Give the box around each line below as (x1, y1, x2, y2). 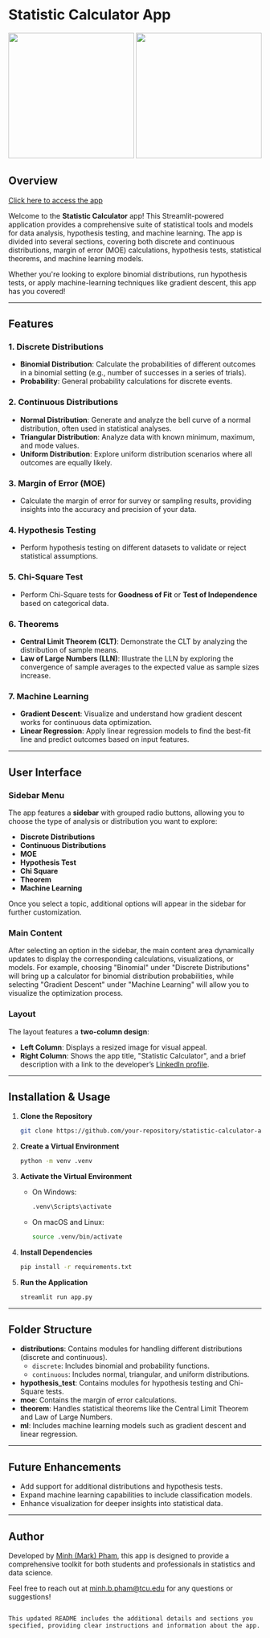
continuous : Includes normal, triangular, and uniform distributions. (31, 1370, 250, 1379)
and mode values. (19, 440, 80, 450)
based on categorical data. (19, 598, 109, 608)
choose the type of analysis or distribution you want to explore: (8, 816, 218, 825)
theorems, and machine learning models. (8, 253, 144, 263)
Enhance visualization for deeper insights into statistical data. (19, 1499, 223, 1509)
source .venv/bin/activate (31, 1232, 123, 1241)
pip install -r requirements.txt (19, 1263, 133, 1271)
